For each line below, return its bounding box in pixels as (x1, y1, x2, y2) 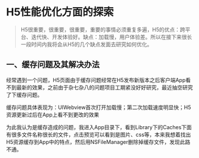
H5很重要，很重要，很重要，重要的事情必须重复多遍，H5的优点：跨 (20, 26, 185, 33)
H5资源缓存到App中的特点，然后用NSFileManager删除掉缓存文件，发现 (6, 138, 180, 145)
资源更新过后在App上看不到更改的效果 (6, 111, 99, 118)
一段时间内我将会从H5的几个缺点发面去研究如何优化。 (20, 41, 153, 48)
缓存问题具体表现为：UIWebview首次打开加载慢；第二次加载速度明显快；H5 (6, 104, 191, 111)
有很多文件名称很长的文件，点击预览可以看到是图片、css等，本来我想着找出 (6, 131, 191, 138)
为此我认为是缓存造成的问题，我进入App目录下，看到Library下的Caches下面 (6, 123, 192, 130)
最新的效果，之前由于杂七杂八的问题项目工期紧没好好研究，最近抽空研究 (16, 84, 193, 91)
